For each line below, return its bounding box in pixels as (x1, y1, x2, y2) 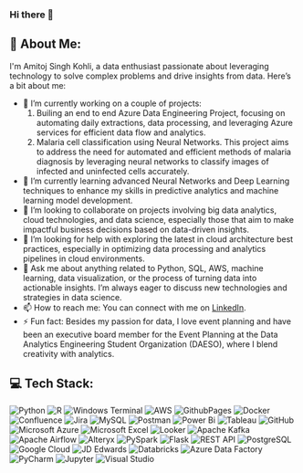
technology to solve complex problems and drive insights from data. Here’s (9, 70, 292, 81)
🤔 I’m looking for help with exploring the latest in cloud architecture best (22, 233, 294, 245)
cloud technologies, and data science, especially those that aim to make (22, 214, 295, 225)
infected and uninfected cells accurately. (36, 165, 190, 176)
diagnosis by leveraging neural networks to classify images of (36, 155, 269, 167)
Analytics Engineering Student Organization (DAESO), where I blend (22, 338, 278, 350)
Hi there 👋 (9, 8, 55, 21)
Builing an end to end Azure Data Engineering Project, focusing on (36, 107, 286, 118)
